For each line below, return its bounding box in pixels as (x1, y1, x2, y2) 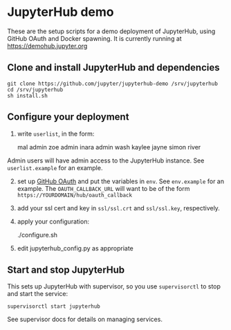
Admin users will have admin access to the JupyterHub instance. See (7, 156, 205, 165)
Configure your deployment (7, 111, 129, 123)
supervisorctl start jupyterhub (7, 303, 100, 310)
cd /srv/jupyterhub (7, 86, 64, 93)
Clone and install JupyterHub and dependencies (7, 62, 220, 73)
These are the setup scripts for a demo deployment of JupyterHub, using (7, 27, 216, 35)
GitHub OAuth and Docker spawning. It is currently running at (7, 34, 182, 42)
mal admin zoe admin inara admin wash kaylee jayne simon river (17, 143, 201, 151)
